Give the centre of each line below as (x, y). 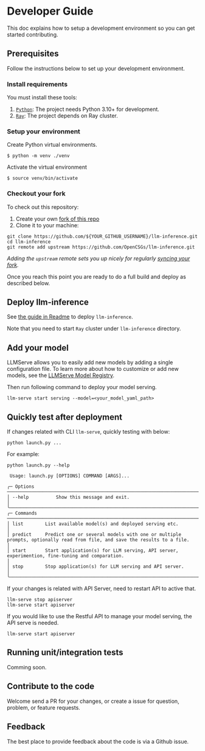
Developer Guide (50, 11)
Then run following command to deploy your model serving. (82, 387)
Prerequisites (33, 54)
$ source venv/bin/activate (43, 178)
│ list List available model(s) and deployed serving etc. (93, 524)
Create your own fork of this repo (57, 219)
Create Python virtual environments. (52, 145)
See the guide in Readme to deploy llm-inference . (70, 317)
